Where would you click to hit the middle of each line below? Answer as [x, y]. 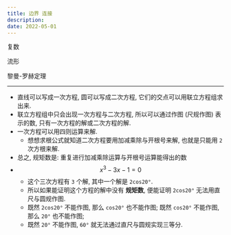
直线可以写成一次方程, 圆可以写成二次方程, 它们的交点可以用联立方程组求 [120, 97]
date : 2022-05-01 [32, 26]
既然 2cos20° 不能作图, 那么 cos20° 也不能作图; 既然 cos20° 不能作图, [123, 207]
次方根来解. [43, 149]
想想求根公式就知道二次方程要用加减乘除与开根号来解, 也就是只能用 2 [125, 140]
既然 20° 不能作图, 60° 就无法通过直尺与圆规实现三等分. [105, 225]
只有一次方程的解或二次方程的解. [85, 123]
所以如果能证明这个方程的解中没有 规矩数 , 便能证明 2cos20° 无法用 [121, 190]
